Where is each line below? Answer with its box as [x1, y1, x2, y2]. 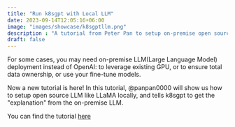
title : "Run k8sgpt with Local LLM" [7, 10, 114, 17]
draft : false [7, 36, 45, 43]
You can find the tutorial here [7, 112, 91, 121]
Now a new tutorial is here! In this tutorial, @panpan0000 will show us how [7, 84, 222, 92]
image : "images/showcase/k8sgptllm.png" [7, 23, 127, 30]
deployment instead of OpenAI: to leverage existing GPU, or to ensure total [7, 63, 222, 71]
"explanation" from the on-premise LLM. [7, 98, 124, 107]
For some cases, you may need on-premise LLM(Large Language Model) [7, 55, 218, 63]
